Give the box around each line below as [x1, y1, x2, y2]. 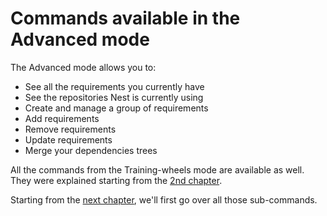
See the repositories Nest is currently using [24, 91, 204, 103]
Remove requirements [24, 123, 117, 135]
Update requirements [24, 133, 113, 146]
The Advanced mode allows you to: [10, 61, 157, 73]
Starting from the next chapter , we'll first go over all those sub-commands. [10, 193, 318, 206]
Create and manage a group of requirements [24, 102, 209, 114]
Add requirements [24, 112, 100, 124]
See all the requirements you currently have [24, 80, 205, 92]
